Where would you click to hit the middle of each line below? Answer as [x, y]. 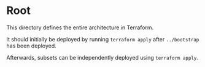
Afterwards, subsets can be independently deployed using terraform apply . [102, 57]
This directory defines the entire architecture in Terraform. [80, 27]
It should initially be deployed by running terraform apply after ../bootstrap [103, 39]
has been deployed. [31, 46]
